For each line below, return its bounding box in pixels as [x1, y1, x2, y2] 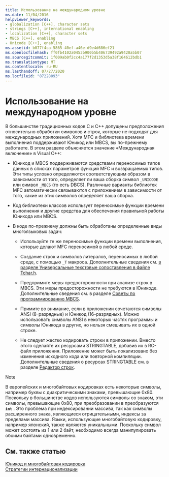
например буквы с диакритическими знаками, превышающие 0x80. [5, 389, 154, 395]
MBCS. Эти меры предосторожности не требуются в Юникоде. [20, 285, 158, 291]
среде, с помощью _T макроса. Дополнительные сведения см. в [20, 259, 161, 265]
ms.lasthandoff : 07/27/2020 [5, 69, 65, 74]
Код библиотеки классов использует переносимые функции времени [12, 202, 164, 208]
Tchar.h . [20, 270, 38, 276]
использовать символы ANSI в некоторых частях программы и [20, 316, 158, 322]
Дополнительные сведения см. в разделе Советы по [20, 290, 136, 296]
